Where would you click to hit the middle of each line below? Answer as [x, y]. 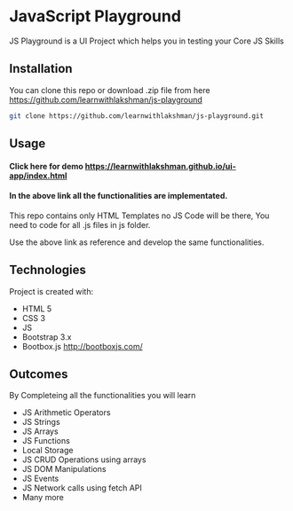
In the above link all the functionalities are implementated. [119, 196]
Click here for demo [47, 166]
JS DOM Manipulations [64, 469]
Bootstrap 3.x [47, 337]
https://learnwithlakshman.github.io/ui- [161, 166]
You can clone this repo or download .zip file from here [110, 90]
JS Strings [41, 422]
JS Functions [46, 441]
